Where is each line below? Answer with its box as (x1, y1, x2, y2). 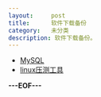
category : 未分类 (8, 26, 69, 34)
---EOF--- (8, 81, 42, 91)
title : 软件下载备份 (8, 19, 87, 27)
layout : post (8, 11, 66, 20)
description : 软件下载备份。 (8, 33, 97, 42)
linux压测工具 (19, 65, 64, 75)
